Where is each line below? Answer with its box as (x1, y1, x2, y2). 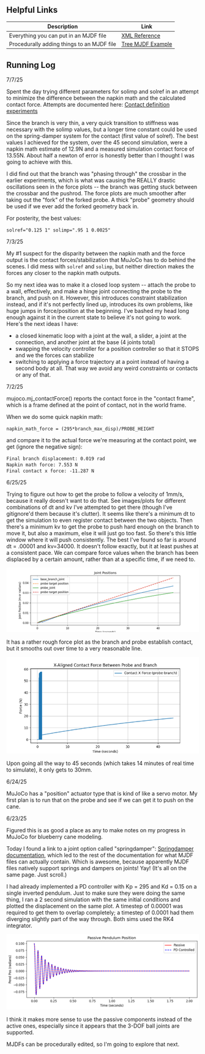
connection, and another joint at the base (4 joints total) (15, 339, 156, 346)
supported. (6, 1028, 34, 1036)
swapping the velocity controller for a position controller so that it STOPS (15, 345, 199, 353)
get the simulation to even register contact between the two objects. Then (6, 517, 193, 524)
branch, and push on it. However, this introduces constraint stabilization (6, 294, 188, 302)
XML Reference (121, 32, 161, 39)
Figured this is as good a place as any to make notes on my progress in (6, 826, 185, 834)
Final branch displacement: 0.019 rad (6, 456, 105, 462)
